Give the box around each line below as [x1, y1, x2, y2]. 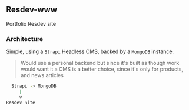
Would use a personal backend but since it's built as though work [20, 60, 180, 67]
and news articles [20, 72, 64, 79]
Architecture [6, 35, 44, 43]
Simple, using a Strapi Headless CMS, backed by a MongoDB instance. [6, 48, 174, 55]
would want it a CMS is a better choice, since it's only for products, [20, 66, 184, 73]
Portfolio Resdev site [6, 20, 57, 27]
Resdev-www [6, 5, 58, 15]
